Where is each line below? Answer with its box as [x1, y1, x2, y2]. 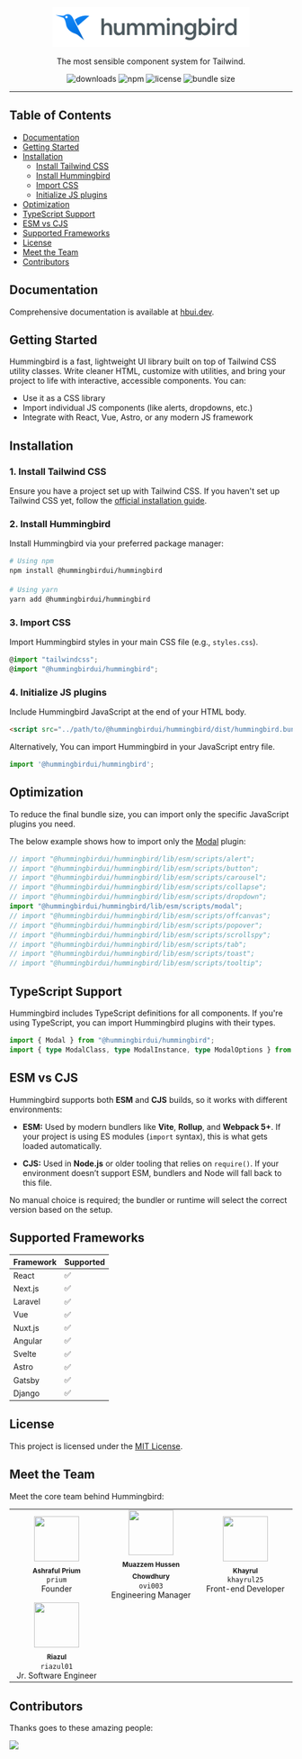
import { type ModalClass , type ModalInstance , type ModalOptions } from [9, 1045, 292, 1054]
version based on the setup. [9, 1204, 113, 1215]
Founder [40, 1583, 73, 1594]
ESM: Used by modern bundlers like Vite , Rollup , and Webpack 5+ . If [22, 1121, 281, 1132]
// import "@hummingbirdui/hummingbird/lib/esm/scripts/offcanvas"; [9, 911, 271, 920]
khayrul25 [226, 1575, 264, 1585]
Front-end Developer [206, 1583, 285, 1594]
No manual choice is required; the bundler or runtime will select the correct [9, 1194, 288, 1205]
